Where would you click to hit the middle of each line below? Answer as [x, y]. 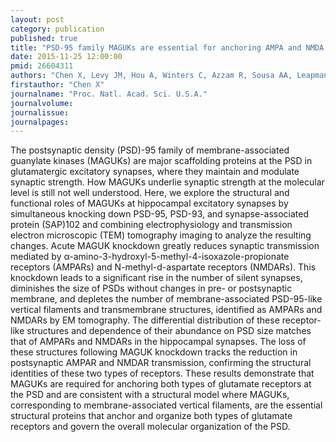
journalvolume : [42, 103]
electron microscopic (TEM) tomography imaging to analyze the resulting [161, 235]
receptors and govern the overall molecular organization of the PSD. [150, 427]
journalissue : [40, 112]
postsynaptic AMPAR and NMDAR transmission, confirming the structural [161, 363]
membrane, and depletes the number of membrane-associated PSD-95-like [166, 299]
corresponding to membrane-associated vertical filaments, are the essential [166, 405]
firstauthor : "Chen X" [57, 85]
